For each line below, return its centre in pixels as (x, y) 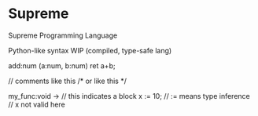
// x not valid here (37, 104)
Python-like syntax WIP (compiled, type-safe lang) (90, 50)
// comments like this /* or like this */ (68, 81)
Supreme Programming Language (63, 35)
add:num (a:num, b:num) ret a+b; (62, 65)
